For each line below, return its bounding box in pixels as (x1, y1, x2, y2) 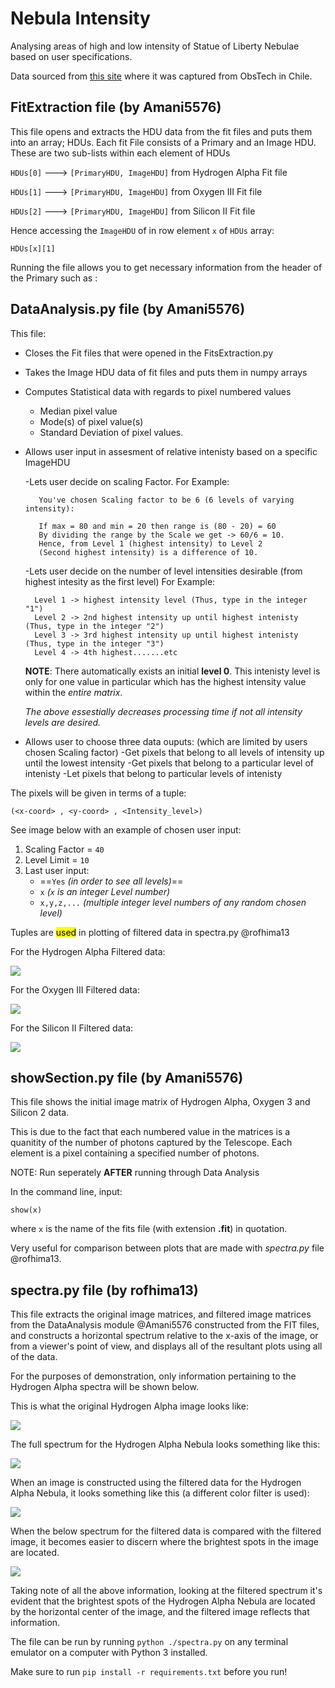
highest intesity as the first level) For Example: (24, 575, 216, 587)
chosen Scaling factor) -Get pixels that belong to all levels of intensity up (24, 746, 325, 758)
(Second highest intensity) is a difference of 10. (38, 547, 259, 557)
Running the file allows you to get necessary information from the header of (10, 261, 323, 273)
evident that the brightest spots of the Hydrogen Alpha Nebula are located (10, 1595, 316, 1607)
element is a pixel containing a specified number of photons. (10, 1147, 260, 1159)
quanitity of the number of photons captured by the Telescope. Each (10, 1137, 293, 1149)
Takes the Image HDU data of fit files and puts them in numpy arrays (24, 366, 308, 378)
